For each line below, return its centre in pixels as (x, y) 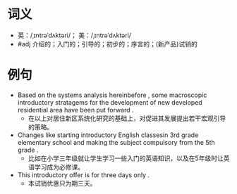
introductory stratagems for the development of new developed (110, 102)
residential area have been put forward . (75, 110)
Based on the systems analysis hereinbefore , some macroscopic (112, 95)
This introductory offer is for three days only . (84, 175)
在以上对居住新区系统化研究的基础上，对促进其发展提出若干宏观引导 (127, 118)
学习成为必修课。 (59, 167)
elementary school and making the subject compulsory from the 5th (116, 142)
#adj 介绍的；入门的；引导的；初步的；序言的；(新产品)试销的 (107, 44)
